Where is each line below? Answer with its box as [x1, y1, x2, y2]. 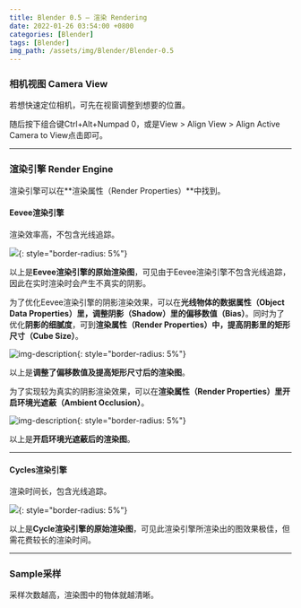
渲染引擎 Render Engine [9, 163, 114, 176]
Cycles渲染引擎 [9, 464, 67, 475]
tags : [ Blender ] [9, 38, 70, 48]
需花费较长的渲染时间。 [9, 534, 96, 545]
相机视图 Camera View [9, 78, 108, 91]
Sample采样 [9, 568, 62, 580]
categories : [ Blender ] [9, 30, 94, 39]
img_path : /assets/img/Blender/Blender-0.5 [9, 47, 175, 56]
